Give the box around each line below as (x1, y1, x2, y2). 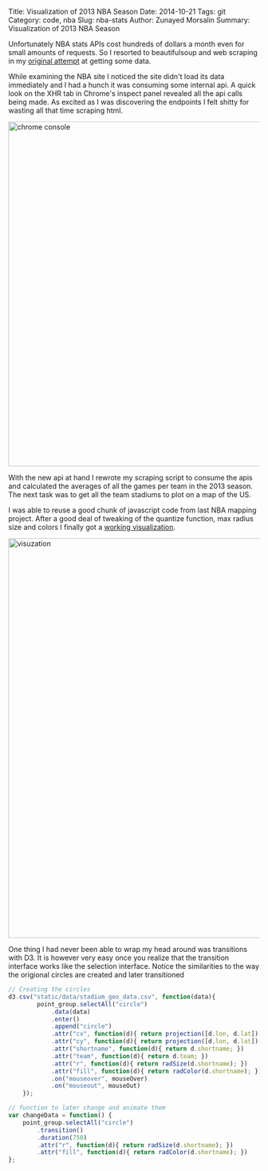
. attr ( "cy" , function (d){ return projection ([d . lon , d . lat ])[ (50, 1038, 262, 1046)
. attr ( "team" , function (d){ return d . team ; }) (50, 1052, 209, 1060)
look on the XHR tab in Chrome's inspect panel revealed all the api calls (8, 89, 243, 98)
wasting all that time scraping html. (8, 106, 124, 115)
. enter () (50, 1015, 81, 1023)
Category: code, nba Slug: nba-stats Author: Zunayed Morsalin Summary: (8, 15, 250, 25)
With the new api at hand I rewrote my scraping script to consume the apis (8, 473, 253, 482)
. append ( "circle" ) (50, 1022, 112, 1030)
